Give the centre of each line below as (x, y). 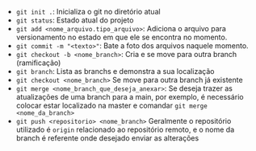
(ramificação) (38, 63)
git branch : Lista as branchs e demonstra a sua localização (115, 71)
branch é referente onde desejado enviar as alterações (107, 138)
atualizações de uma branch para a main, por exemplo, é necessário (130, 97)
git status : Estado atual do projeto (75, 20)
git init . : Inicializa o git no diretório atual (88, 12)
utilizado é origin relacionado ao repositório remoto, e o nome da (125, 129)
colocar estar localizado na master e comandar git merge (111, 105)
